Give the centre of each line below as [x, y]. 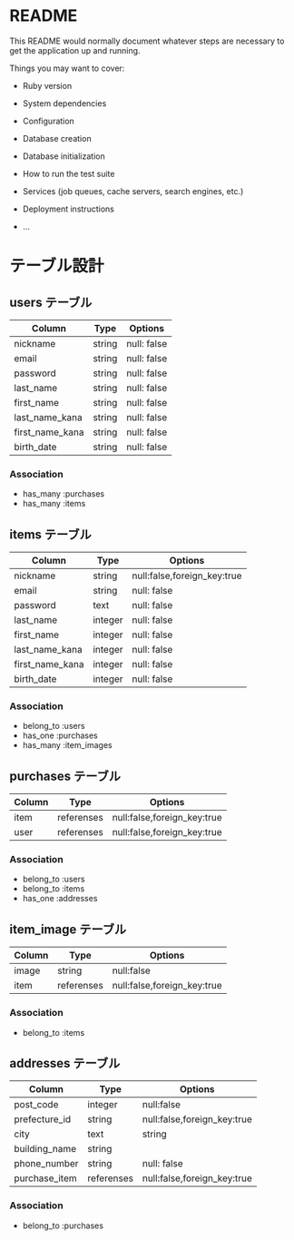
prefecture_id [43, 1119]
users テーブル [51, 302]
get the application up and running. [75, 50]
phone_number [46, 1164]
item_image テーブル [68, 929]
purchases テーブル [65, 776]
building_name [45, 1149]
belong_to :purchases [63, 1225]
